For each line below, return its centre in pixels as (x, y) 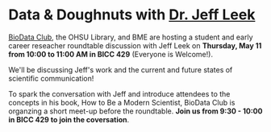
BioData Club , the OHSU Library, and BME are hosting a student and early (131, 37)
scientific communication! (51, 78)
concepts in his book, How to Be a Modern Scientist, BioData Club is (122, 102)
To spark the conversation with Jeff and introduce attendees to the (119, 93)
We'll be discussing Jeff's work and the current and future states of (121, 69)
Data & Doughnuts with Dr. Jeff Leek (132, 15)
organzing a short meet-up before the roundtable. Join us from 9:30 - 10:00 (135, 111)
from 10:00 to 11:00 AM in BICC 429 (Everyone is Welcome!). (111, 54)
